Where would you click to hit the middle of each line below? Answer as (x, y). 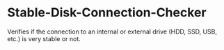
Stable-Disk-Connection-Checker (107, 13)
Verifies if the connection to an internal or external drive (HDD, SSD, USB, (112, 32)
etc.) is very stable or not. (44, 38)
